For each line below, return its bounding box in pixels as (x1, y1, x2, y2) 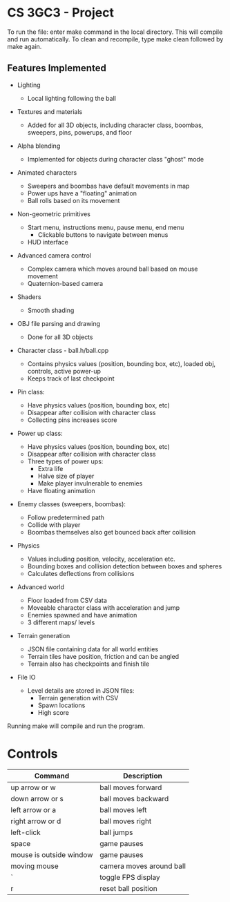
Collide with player (27, 520, 81, 529)
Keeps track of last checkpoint (27, 374, 115, 383)
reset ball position (99, 883, 157, 893)
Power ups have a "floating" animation (27, 189, 137, 198)
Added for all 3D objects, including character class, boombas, (27, 121, 204, 129)
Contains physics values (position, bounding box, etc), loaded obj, (27, 359, 216, 367)
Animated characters (17, 168, 77, 177)
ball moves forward (99, 783, 162, 792)
